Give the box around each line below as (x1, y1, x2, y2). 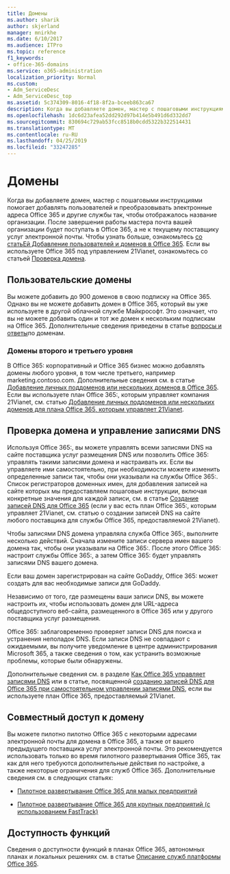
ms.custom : (7, 80, 38, 87)
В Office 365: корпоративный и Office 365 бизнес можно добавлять (7, 361, 205, 370)
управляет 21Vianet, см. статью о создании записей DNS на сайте (7, 509, 201, 517)
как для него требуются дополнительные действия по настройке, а (7, 759, 205, 767)
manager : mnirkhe (7, 29, 57, 36)
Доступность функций (7, 827, 111, 839)
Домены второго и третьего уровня (7, 345, 133, 355)
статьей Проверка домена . (7, 254, 87, 263)
